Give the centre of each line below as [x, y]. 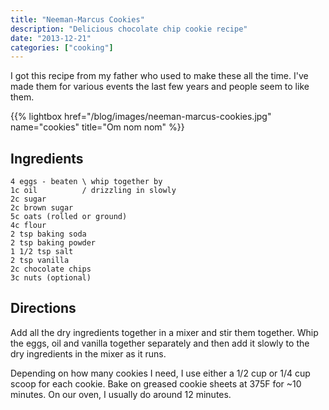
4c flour [28, 226]
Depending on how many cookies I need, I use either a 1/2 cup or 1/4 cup [160, 373]
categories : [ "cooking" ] [62, 47]
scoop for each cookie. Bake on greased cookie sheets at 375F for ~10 [156, 383]
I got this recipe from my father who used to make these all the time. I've [159, 76]
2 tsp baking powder [53, 243]
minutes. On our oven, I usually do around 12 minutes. [121, 394]
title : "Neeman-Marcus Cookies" [77, 19]
